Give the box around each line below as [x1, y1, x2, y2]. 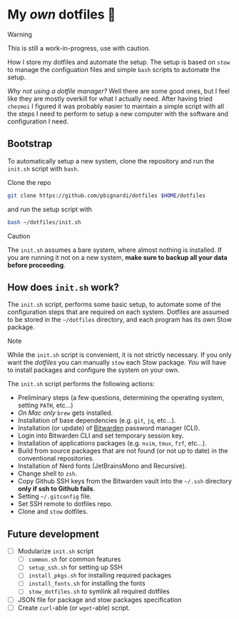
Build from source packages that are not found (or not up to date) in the [17, 446, 228, 456]
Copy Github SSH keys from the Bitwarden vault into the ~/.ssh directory [17, 477, 232, 485]
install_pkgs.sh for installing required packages [28, 571, 172, 580]
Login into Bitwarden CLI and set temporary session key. [17, 431, 184, 440]
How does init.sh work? [7, 281, 119, 293]
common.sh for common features [28, 555, 121, 563]
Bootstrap [7, 138, 53, 150]
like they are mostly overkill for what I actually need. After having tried [7, 94, 213, 103]
